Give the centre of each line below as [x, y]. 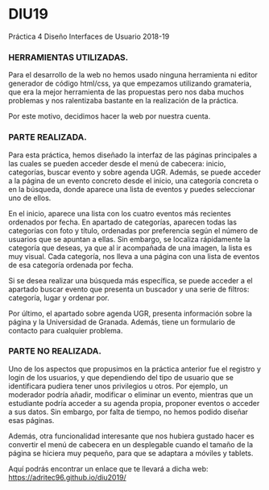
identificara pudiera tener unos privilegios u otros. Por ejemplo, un [118, 386]
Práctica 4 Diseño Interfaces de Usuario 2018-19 [89, 36]
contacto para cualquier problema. [66, 330]
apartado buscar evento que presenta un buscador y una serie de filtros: [129, 289]
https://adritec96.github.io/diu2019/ [67, 477]
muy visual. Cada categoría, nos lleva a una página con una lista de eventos [134, 256]
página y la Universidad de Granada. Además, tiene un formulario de [122, 322]
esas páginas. [31, 420]
